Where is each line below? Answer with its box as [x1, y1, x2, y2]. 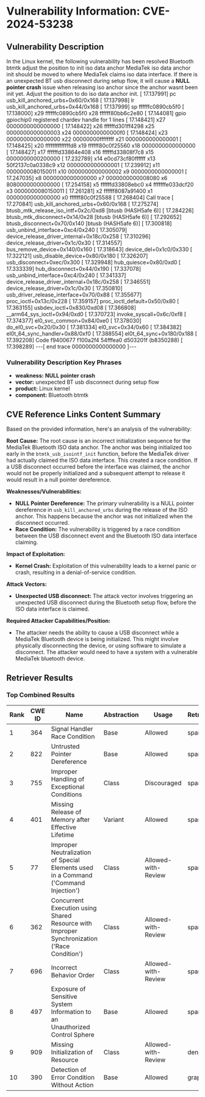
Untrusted [51, 742, 80, 750]
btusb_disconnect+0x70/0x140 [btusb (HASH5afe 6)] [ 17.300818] [6, 220, 172, 227]
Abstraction [103, 710, 139, 719]
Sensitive [51, 992, 77, 1001]
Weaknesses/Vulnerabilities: [6, 488, 82, 495]
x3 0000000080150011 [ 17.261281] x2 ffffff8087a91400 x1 [6, 187, 153, 195]
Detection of [51, 1065, 87, 1074]
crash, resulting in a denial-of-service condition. [15, 569, 137, 576]
